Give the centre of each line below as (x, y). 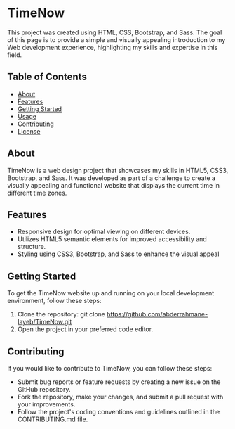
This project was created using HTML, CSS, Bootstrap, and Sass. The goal (115, 32)
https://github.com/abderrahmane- (157, 314)
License (29, 131)
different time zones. (37, 193)
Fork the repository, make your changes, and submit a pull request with (120, 397)
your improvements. (46, 404)
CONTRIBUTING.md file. (53, 419)
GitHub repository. (44, 389)
